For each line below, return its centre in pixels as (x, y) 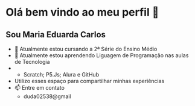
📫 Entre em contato (39, 88)
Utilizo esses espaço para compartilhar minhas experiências (89, 81)
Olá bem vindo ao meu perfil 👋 (82, 12)
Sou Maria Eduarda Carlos (56, 35)
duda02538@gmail (47, 96)
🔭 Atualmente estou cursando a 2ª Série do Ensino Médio (86, 49)
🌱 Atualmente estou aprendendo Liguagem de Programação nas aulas (101, 55)
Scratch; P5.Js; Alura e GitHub (61, 74)
